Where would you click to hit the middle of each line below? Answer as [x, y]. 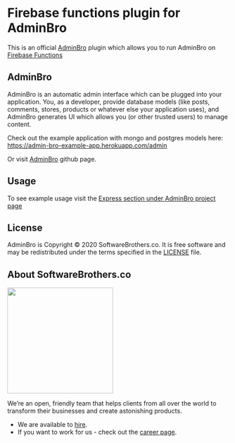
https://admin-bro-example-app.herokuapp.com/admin [87, 145]
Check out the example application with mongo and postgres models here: [115, 138]
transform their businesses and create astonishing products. [95, 411]
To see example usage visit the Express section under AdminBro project [112, 198]
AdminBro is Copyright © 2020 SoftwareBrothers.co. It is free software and [116, 245]
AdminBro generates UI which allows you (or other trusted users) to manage [118, 116]
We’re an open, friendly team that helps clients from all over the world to [112, 403]
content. [19, 124]
